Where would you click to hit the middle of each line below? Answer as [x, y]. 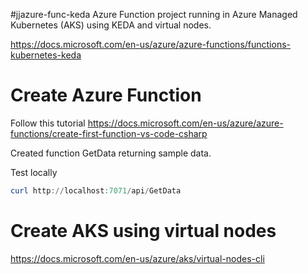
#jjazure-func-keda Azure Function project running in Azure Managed [154, 14]
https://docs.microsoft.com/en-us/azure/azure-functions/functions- [151, 44]
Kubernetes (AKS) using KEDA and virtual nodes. [111, 25]
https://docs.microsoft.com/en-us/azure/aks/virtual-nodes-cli [137, 258]
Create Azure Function [106, 95]
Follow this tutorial [48, 123]
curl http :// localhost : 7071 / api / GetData [96, 190]
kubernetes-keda [46, 55]
